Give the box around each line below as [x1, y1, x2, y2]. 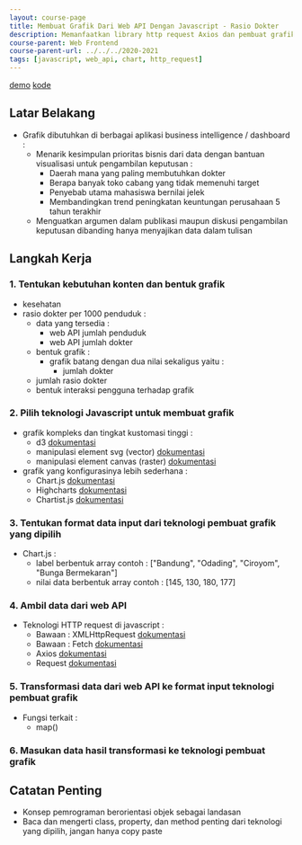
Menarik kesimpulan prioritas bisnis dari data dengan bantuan [35, 148, 265, 159]
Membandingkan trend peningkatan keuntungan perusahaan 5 [49, 196, 280, 207]
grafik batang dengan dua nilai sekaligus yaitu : [49, 356, 225, 367]
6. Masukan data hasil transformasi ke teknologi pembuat [9, 743, 266, 756]
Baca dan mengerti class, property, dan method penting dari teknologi [22, 816, 283, 827]
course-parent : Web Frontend [9, 38, 119, 48]
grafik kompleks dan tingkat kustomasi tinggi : [22, 427, 193, 438]
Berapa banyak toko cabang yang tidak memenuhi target [49, 177, 260, 188]
